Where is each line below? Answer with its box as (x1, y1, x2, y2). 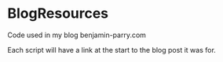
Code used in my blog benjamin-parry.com (7, 30, 147, 40)
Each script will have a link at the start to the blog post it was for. (7, 45, 217, 54)
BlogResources (7, 5, 109, 22)
